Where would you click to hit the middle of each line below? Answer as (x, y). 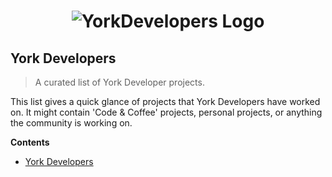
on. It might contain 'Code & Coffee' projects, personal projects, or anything (166, 112)
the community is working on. (71, 123)
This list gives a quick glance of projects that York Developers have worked (165, 101)
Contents (30, 142)
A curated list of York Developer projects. (119, 82)
